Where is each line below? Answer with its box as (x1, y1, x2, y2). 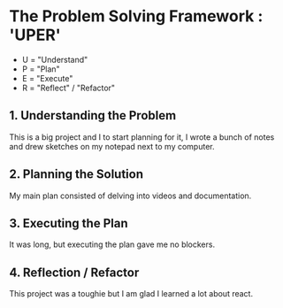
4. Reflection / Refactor (9, 265, 140, 280)
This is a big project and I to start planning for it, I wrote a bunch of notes (9, 131, 275, 142)
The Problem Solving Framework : (9, 6, 264, 27)
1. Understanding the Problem (9, 108, 177, 123)
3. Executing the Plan (9, 215, 128, 231)
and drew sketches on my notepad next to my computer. (9, 141, 215, 151)
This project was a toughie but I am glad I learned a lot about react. (9, 289, 254, 299)
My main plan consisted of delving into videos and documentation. (9, 190, 252, 201)
